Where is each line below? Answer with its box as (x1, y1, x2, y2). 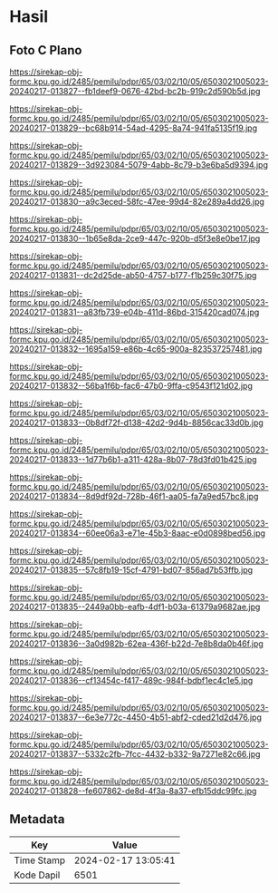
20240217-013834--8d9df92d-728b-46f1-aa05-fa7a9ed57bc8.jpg (9, 491, 259, 501)
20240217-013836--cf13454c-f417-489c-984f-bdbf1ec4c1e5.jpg (9, 675, 254, 685)
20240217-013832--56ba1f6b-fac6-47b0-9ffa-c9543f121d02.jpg (9, 381, 254, 391)
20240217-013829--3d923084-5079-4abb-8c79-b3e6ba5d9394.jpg (9, 160, 269, 170)
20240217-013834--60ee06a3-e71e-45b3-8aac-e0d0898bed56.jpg (9, 528, 265, 539)
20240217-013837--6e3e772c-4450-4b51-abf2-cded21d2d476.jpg (9, 712, 263, 723)
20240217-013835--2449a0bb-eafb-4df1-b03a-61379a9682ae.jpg (9, 601, 261, 612)
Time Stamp (14, 854, 66, 867)
